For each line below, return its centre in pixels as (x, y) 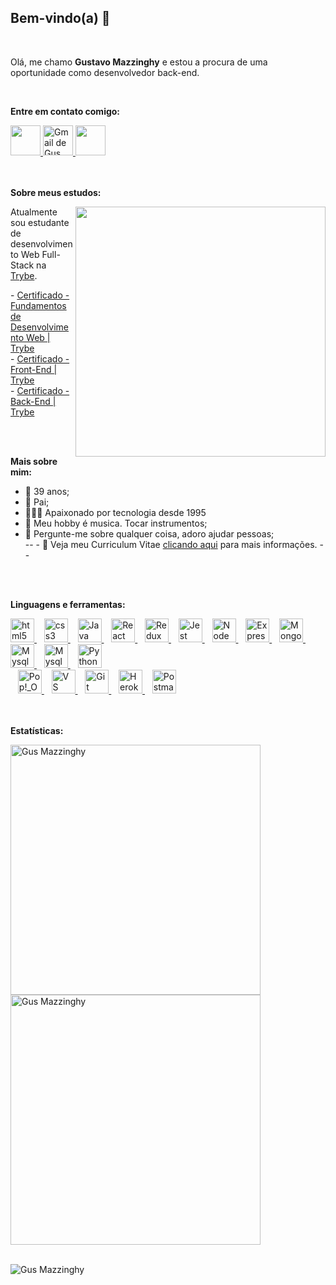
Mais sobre (34, 461)
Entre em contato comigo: (65, 111)
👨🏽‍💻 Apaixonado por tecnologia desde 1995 (115, 512)
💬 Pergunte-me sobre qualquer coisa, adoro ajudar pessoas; (149, 533)
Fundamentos (38, 305)
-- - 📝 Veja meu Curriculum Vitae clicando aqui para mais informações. (171, 544)
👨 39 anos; (47, 491)
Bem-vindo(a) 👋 (60, 18)
